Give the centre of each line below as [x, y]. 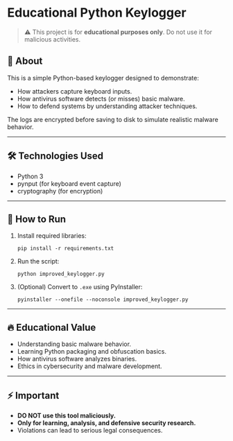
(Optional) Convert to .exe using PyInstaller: [80, 287]
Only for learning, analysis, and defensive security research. [106, 423]
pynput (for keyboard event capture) [69, 183]
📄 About [25, 61]
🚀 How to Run [37, 219]
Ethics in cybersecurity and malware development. [89, 366]
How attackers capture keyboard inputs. [75, 91]
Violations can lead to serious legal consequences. [90, 430]
